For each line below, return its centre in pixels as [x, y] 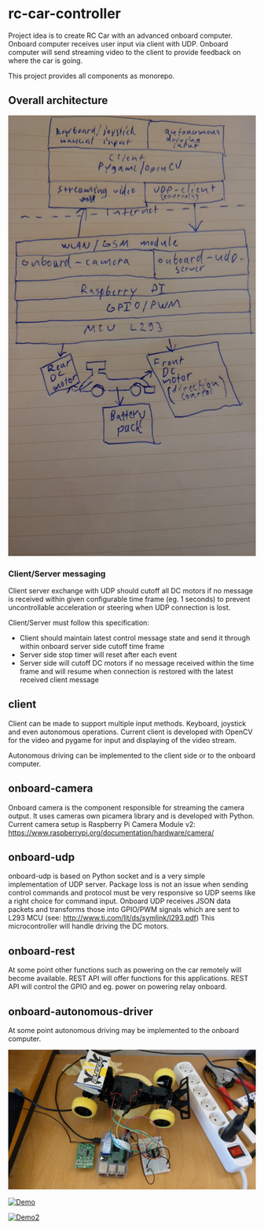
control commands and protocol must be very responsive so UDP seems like [132, 893]
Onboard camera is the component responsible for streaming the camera [126, 807]
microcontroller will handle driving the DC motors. [88, 926]
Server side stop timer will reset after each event [98, 655]
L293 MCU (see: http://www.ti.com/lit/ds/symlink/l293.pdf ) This [112, 918]
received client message [59, 680]
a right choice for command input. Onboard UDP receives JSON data [119, 901]
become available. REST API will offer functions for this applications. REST [128, 978]
